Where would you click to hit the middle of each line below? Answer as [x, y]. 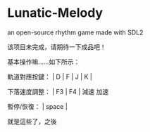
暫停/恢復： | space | [38, 106]
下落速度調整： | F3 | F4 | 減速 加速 [58, 91]
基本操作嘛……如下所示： [44, 62]
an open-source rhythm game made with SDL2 [75, 32]
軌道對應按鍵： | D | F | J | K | [50, 77]
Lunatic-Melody [55, 13]
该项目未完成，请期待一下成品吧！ [57, 46]
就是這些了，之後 [32, 121]
